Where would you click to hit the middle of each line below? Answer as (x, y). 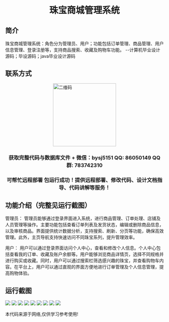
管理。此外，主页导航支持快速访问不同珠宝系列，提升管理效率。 (71, 237)
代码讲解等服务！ (90, 187)
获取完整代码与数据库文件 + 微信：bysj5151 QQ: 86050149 (80, 158)
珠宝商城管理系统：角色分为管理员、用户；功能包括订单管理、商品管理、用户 (84, 44)
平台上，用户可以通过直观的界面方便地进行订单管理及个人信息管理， (89, 267)
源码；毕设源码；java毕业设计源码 (40, 56)
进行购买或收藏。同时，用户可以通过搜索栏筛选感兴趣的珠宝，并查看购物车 (82, 261)
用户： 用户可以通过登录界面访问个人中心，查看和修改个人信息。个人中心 (81, 248)
